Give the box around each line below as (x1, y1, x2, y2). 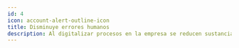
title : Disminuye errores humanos (7, 23, 110, 30)
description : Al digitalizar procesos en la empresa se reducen (7, 30, 202, 37)
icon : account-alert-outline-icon (7, 17, 110, 24)
